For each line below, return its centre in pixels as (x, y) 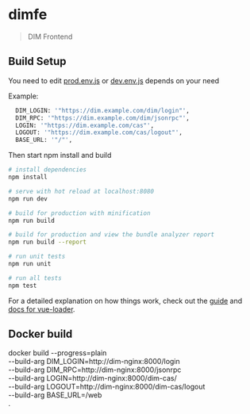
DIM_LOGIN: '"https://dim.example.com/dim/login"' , (103, 110)
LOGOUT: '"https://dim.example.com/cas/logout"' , (99, 132)
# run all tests (35, 278)
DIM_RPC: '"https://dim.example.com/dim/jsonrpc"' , (103, 118)
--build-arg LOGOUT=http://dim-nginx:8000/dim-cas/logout (107, 387)
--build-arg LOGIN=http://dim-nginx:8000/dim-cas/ (92, 378)
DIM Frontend (50, 36)
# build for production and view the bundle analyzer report (112, 235)
